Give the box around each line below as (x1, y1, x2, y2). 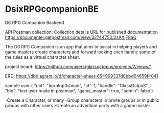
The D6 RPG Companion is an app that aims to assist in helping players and (5, 44, 157, 49)
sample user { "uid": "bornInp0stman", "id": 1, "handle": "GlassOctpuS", (5, 82, 149, 89)
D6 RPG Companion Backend (5, 20, 65, 25)
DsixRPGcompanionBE (5, 3, 99, 15)
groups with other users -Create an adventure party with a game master (5, 102, 151, 108)
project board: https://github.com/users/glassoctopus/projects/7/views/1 (5, 64, 152, 69)
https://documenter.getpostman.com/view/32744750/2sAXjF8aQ (5, 34, 137, 40)
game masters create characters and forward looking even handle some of (5, 49, 156, 55)
